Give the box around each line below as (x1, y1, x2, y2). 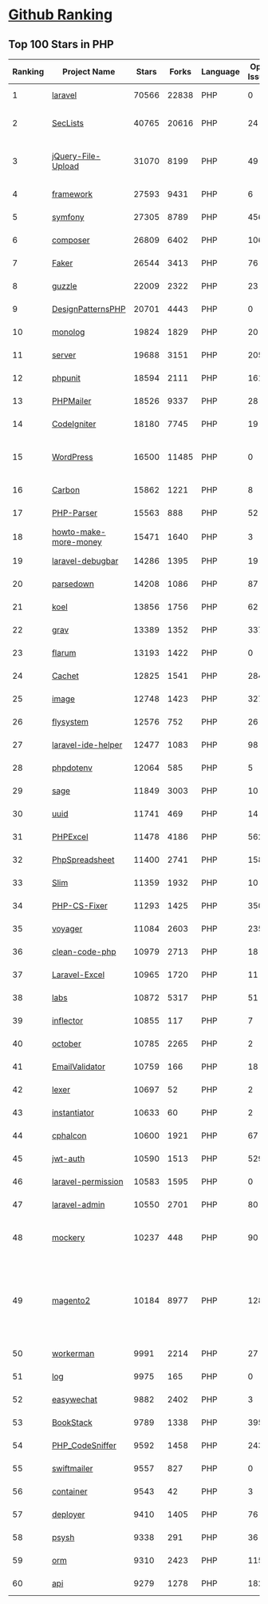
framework (51, 189, 93, 199)
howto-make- (51, 526, 106, 537)
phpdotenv (51, 762, 93, 773)
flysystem (51, 716, 89, 727)
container (51, 1486, 88, 1497)
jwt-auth (51, 1153, 85, 1164)
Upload (51, 161, 80, 171)
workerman (51, 1348, 95, 1359)
